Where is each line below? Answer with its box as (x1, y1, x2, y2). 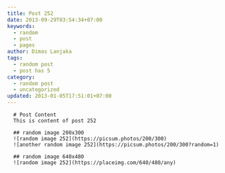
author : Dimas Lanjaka (7, 49, 72, 55)
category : (7, 73, 36, 81)
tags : (7, 55, 23, 62)
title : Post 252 (7, 10, 54, 17)
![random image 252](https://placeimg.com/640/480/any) (13, 159, 176, 166)
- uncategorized (13, 86, 60, 93)
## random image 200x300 (13, 129, 84, 136)
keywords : (7, 23, 36, 29)
